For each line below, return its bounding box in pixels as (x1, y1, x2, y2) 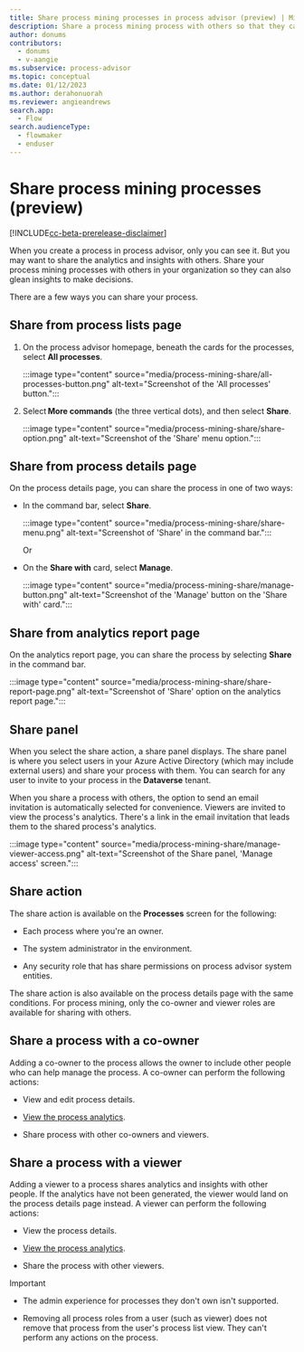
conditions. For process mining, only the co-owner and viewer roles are (9, 997, 276, 1008)
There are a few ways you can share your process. (9, 291, 199, 302)
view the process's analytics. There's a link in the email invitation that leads (9, 811, 290, 822)
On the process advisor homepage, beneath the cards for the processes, (22, 341, 295, 353)
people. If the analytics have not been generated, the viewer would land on (9, 1188, 289, 1199)
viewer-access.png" (9, 847, 85, 859)
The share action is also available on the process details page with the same (9, 988, 294, 998)
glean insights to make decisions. (9, 273, 134, 285)
